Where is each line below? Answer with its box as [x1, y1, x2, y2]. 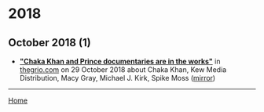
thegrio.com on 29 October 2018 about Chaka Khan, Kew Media [19, 65, 227, 74]
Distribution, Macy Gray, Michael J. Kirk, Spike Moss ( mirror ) [19, 74, 216, 82]
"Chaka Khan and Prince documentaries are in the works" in [19, 56, 221, 66]
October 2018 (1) [8, 36, 92, 49]
